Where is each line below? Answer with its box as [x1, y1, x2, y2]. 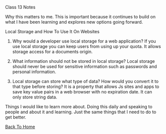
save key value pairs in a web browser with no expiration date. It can [12, 89, 152, 94]
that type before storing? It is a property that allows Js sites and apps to [12, 84, 160, 89]
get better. [5, 114, 26, 120]
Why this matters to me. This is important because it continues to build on [5, 14, 156, 19]
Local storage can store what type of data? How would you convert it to [12, 79, 159, 84]
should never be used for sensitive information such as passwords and [12, 64, 157, 69]
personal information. [12, 69, 56, 75]
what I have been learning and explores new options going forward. [5, 19, 143, 25]
